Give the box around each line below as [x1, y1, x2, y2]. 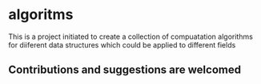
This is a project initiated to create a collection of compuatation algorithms [8, 32, 254, 41]
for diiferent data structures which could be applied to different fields [8, 40, 236, 49]
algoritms [8, 6, 74, 24]
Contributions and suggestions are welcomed [8, 63, 242, 77]
